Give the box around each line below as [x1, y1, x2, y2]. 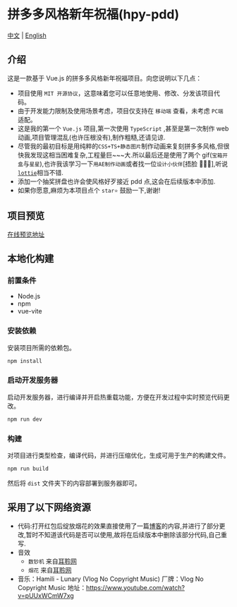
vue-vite [17, 307, 42, 315]
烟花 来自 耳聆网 [28, 565, 72, 574]
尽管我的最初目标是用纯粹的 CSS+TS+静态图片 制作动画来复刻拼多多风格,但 [17, 142, 224, 150]
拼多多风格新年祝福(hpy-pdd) [7, 6, 180, 23]
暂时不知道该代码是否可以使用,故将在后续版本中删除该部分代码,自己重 [25, 530, 227, 539]
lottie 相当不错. [17, 168, 63, 176]
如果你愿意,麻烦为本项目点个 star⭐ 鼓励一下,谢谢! [17, 186, 161, 194]
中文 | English [7, 31, 47, 40]
